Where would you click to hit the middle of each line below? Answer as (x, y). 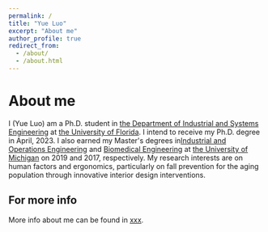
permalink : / (30, 16)
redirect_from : (34, 46)
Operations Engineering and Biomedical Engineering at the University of (128, 149)
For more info (43, 200)
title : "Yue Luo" (38, 23)
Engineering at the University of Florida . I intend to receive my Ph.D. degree (134, 132)
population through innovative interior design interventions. (107, 175)
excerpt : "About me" (43, 31)
